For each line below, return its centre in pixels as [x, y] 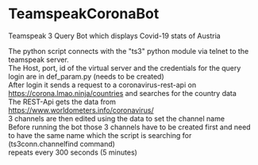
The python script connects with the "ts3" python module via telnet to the [129, 51]
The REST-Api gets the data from [62, 102]
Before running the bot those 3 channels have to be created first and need [130, 127]
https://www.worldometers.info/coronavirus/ [81, 110]
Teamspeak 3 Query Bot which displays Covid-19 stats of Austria [114, 36]
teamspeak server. [39, 59]
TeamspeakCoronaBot [84, 14]
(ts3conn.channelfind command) [62, 144]
